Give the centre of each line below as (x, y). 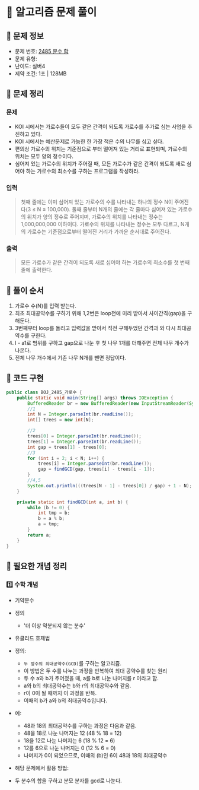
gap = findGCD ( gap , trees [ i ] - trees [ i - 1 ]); (96, 469)
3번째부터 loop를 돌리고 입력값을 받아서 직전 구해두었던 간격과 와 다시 (95, 328)
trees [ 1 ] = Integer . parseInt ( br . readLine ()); (85, 442)
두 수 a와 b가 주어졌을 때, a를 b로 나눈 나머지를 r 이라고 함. (91, 678)
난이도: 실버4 (30, 66)
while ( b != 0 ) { (49, 507)
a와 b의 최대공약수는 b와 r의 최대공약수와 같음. (77, 686)
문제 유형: (26, 59)
